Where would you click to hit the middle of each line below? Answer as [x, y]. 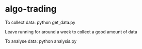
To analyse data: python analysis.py [41, 41]
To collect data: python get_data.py [40, 22]
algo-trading [31, 9]
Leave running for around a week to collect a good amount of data [71, 32]
